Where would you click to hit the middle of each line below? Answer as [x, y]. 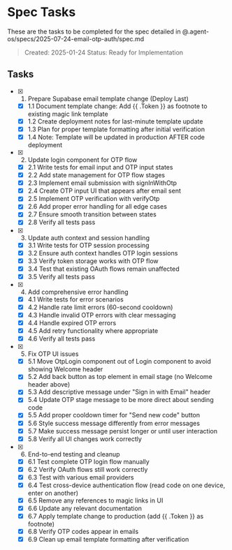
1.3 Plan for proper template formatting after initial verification [116, 129]
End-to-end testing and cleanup [74, 454]
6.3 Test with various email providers [81, 477]
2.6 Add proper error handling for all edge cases [97, 207]
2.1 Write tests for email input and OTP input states [100, 167]
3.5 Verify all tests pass [61, 276]
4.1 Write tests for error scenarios [75, 299]
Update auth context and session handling [89, 237]
